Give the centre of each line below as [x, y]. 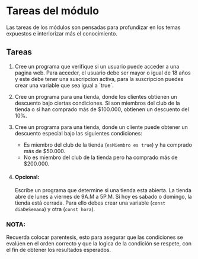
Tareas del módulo [53, 11]
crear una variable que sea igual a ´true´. [64, 85]
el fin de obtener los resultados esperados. [59, 250]
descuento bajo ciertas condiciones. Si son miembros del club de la [97, 103]
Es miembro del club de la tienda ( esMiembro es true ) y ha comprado [108, 145]
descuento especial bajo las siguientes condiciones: [78, 133]
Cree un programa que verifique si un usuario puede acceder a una [97, 66]
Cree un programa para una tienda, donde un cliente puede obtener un [101, 127]
